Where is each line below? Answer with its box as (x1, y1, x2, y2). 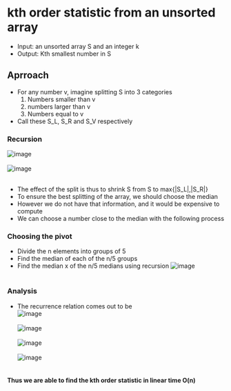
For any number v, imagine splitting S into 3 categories (17, 87, 172, 96)
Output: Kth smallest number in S (17, 50, 112, 58)
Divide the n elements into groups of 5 (17, 247, 126, 255)
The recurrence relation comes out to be (17, 302, 132, 310)
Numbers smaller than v (27, 95, 96, 103)
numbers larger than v (27, 102, 91, 111)
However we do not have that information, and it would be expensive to (17, 200, 220, 208)
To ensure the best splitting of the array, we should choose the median (17, 193, 219, 201)
